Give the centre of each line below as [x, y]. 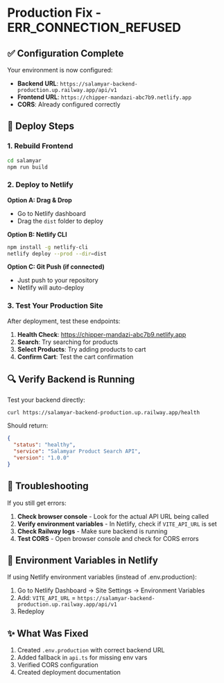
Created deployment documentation [69, 673]
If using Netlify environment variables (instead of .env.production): [102, 577]
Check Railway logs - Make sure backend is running [92, 531]
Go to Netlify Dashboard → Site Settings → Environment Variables [111, 590]
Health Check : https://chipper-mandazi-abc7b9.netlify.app [102, 334]
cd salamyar [24, 160]
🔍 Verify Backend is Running [71, 380]
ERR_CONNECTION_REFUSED [94, 28]
